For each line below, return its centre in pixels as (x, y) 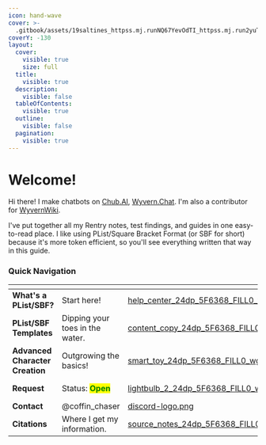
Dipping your (86, 318)
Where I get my (90, 419)
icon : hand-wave (35, 15)
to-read (21, 234)
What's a (30, 295)
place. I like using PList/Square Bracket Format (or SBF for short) (140, 234)
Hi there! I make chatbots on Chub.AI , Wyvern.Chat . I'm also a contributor (128, 202)
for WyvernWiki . (34, 210)
